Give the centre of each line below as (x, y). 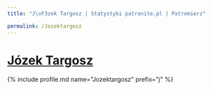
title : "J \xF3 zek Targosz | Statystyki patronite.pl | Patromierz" (107, 13)
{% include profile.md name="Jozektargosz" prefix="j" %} (90, 80)
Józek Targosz (50, 60)
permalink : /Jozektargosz (44, 26)
